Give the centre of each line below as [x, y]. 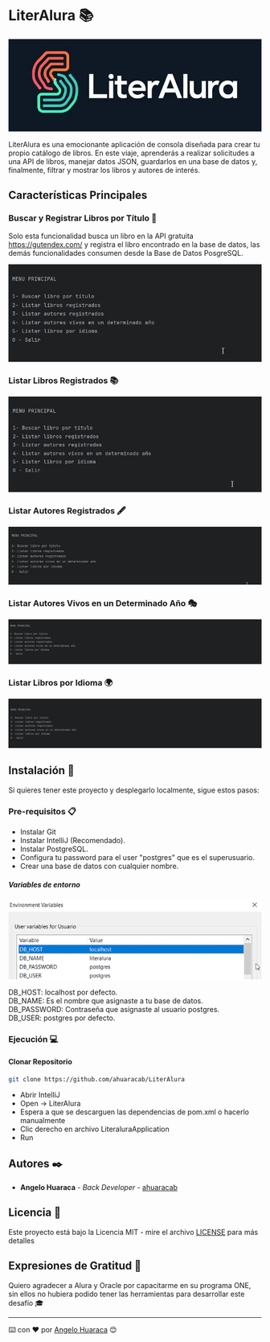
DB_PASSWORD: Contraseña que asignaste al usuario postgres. [114, 1010]
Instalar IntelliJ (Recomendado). [73, 840]
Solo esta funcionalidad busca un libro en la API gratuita [101, 236]
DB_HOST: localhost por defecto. [63, 992]
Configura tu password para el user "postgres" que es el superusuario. [137, 857]
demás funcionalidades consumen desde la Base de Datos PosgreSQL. [126, 253]
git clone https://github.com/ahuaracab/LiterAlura [96, 1080]
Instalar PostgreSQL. [54, 849]
